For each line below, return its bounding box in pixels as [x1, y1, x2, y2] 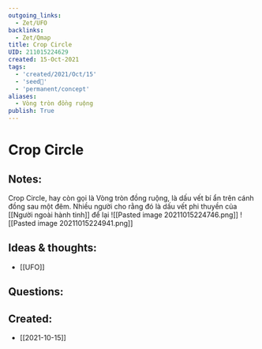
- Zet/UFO [15, 19, 47, 27]
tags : [8, 63, 26, 71]
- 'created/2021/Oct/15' [15, 70, 97, 78]
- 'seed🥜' [15, 77, 47, 85]
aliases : [8, 92, 37, 100]
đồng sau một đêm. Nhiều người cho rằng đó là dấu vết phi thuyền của [8, 202, 238, 211]
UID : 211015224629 [8, 48, 69, 56]
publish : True [8, 107, 55, 115]
